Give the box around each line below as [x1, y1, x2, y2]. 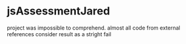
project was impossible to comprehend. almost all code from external [7, 24, 181, 31]
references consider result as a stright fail [7, 30, 112, 37]
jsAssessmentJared [7, 4, 110, 18]
